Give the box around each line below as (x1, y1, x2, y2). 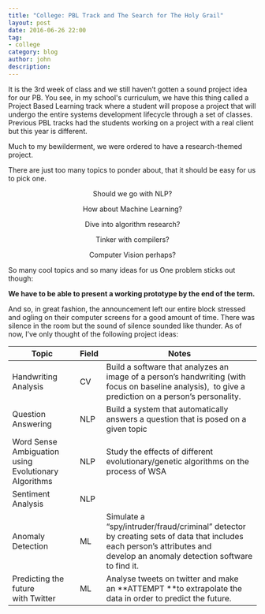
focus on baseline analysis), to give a (106, 381, 246, 392)
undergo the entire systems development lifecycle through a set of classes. (8, 110, 253, 119)
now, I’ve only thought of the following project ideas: (8, 329, 179, 339)
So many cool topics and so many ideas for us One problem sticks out (8, 265, 236, 274)
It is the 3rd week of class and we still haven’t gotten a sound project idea (8, 84, 248, 94)
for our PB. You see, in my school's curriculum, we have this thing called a (8, 92, 249, 102)
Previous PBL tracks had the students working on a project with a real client (8, 117, 254, 127)
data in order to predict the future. (106, 593, 232, 604)
